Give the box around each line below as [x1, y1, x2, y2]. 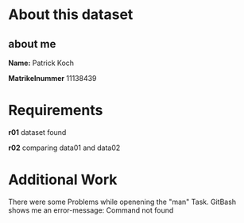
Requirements [8, 102, 103, 120]
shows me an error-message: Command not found [8, 205, 174, 215]
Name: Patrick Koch [8, 58, 74, 67]
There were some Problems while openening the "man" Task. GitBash [8, 197, 237, 206]
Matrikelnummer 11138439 [8, 74, 97, 83]
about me [8, 37, 56, 51]
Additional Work [8, 171, 118, 189]
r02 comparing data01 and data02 [8, 143, 121, 152]
